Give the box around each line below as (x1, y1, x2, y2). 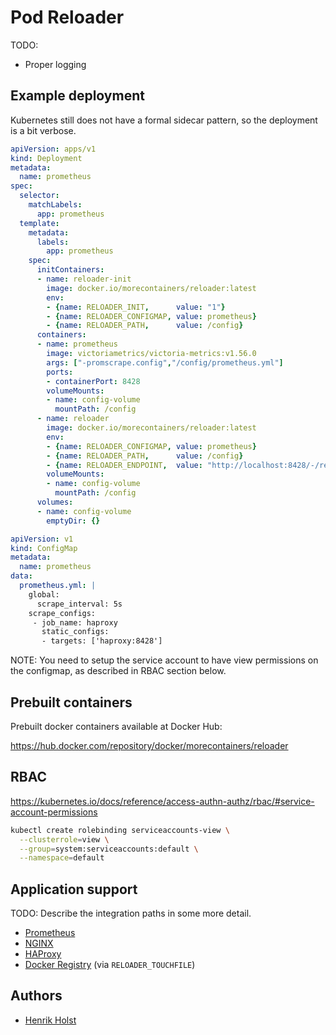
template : (19, 218, 60, 228)
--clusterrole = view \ (19, 834, 110, 845)
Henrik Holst (24, 1014, 77, 1026)
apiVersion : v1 (10, 534, 74, 544)
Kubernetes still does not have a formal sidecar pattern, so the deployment (10, 114, 318, 126)
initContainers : (36, 265, 105, 275)
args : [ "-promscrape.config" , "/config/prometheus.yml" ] (46, 357, 284, 368)
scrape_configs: (28, 608, 97, 618)
